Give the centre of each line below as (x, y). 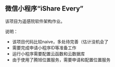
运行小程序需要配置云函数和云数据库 (48, 54)
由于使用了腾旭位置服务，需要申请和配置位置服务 (61, 60)
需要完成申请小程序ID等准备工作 (44, 48)
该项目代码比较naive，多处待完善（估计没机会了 (60, 41)
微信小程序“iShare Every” (44, 9)
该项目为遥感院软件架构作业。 (35, 21)
